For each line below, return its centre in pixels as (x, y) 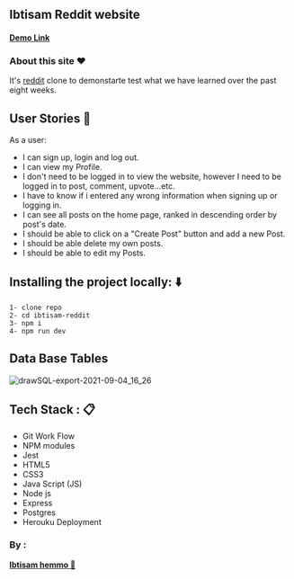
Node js (37, 493)
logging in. (42, 205)
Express (37, 503)
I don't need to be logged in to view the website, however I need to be (151, 177)
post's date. (45, 225)
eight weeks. (33, 90)
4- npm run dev (38, 331)
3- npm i (26, 323)
